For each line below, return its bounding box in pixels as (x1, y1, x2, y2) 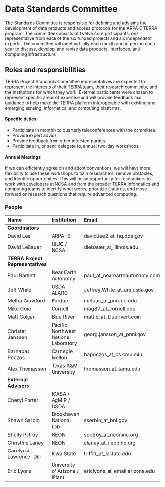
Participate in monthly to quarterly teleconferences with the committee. (12, 127, 157, 133)
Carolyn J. (7, 448, 31, 454)
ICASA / (51, 391, 70, 398)
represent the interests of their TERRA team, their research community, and (5, 84, 158, 90)
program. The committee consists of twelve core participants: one (5, 30, 139, 36)
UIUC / (51, 241, 67, 248)
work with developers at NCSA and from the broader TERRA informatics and (5, 181, 160, 187)
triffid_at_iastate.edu (84, 450, 131, 457)
